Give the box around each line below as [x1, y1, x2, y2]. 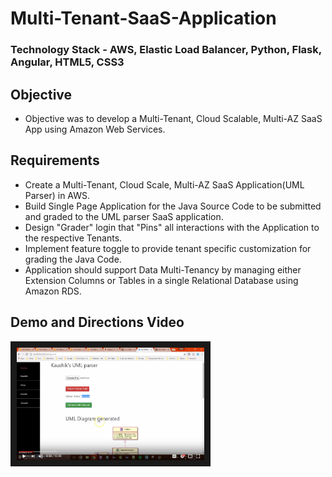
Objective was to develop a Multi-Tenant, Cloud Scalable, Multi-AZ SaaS [24, 112, 323, 124]
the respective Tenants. [24, 232, 123, 244]
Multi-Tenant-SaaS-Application [10, 7, 277, 30]
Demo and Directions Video [10, 314, 185, 331]
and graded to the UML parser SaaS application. [24, 210, 224, 222]
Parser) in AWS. [24, 189, 91, 201]
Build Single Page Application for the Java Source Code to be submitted [24, 200, 322, 212]
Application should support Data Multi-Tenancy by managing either [24, 263, 302, 276]
